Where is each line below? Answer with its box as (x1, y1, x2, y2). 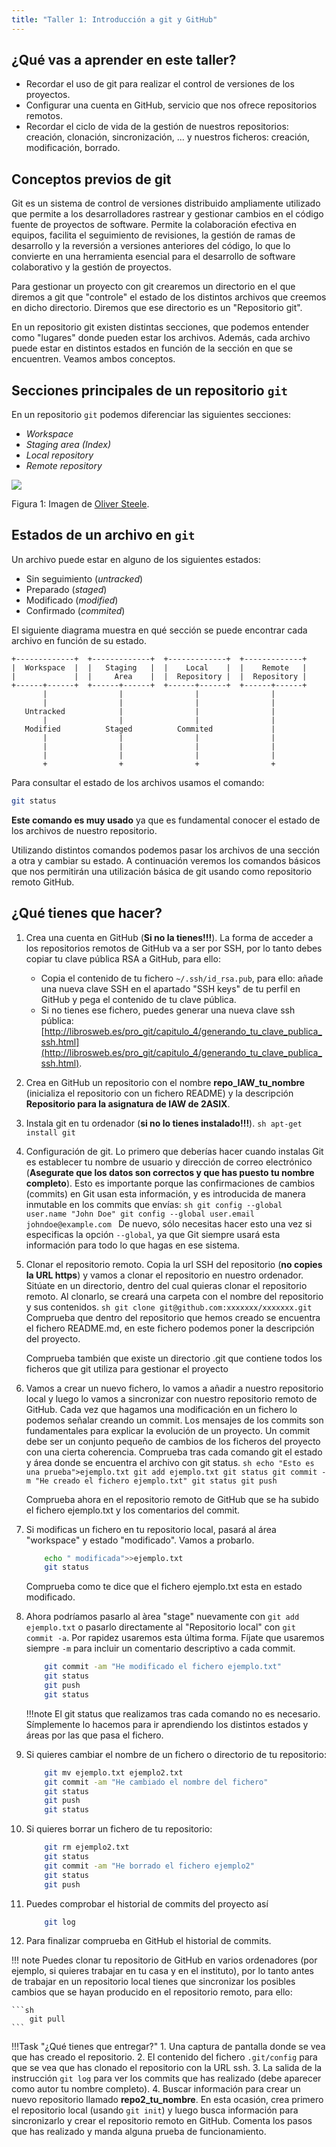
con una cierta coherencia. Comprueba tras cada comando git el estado (25, 1446, 323, 1458)
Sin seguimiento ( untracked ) (25, 572, 144, 585)
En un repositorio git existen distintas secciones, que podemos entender (11, 321, 310, 333)
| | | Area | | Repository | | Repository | (11, 671, 308, 681)
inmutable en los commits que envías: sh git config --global (25, 1198, 283, 1210)
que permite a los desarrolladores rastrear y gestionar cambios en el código (11, 208, 324, 220)
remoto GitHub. (11, 876, 75, 888)
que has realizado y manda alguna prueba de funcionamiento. (11, 2126, 267, 2138)
